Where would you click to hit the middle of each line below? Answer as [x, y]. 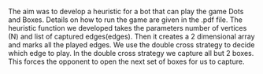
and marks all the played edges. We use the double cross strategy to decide [131, 45]
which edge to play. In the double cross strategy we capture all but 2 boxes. [131, 53]
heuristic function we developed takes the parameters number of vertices [128, 28]
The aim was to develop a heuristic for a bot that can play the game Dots [126, 11]
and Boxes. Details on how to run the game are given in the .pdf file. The [125, 20]
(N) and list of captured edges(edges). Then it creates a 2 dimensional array [131, 36]
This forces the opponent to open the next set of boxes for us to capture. [126, 61]
